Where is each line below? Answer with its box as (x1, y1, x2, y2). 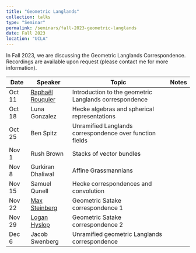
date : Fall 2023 (6, 30, 45, 36)
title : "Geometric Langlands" (6, 8, 80, 15)
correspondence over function (72, 129, 156, 137)
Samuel (30, 180, 51, 187)
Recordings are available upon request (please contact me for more (6, 58, 169, 65)
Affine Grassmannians (72, 166, 133, 175)
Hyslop (30, 221, 51, 228)
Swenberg (30, 238, 60, 245)
